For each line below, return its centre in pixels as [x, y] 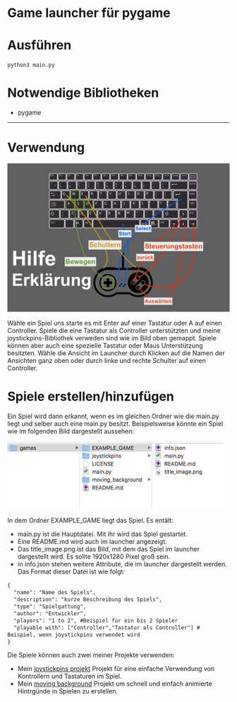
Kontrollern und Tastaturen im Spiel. [69, 676]
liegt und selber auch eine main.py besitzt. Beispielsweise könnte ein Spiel [115, 423]
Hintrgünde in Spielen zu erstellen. [68, 691]
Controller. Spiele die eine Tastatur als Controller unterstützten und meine [114, 331]
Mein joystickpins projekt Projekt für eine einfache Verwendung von [116, 668]
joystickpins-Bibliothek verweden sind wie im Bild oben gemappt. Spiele [112, 338]
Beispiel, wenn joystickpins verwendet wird [74, 635]
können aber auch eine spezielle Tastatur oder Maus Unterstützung [105, 345]
